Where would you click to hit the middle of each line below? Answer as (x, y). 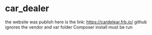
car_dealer (27, 9)
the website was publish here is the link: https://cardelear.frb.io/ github (76, 22)
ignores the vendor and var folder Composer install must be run (69, 27)
